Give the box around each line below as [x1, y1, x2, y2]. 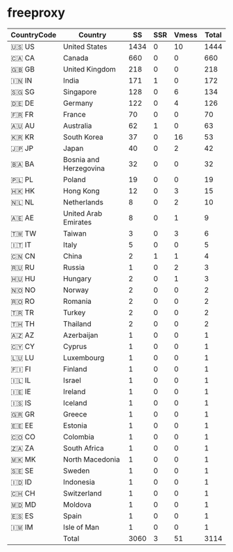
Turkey [63, 307, 86, 317]
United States [63, 42, 107, 51]
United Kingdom [63, 64, 116, 74]
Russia [63, 262, 85, 272]
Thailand [63, 318, 92, 328]
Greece [63, 409, 87, 419]
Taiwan [63, 228, 87, 238]
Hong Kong [63, 186, 101, 195]
